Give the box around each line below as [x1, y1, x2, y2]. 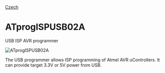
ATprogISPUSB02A [5, 22, 85, 33]
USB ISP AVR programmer [5, 37, 58, 43]
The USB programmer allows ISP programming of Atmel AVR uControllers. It [5, 57, 160, 63]
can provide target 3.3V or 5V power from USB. [5, 62, 102, 68]
